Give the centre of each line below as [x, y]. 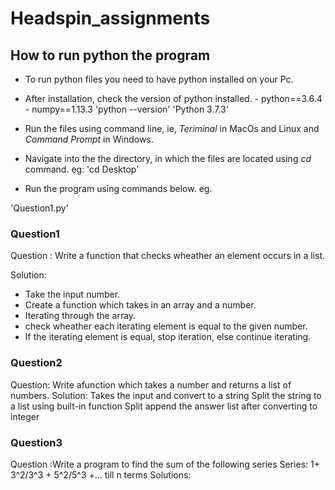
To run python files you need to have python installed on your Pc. [159, 79]
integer [25, 416]
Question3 [36, 442]
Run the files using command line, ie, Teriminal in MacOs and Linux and [172, 128]
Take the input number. [72, 294]
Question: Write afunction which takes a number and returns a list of [151, 384]
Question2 [36, 363]
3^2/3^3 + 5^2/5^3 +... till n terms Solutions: [101, 474]
